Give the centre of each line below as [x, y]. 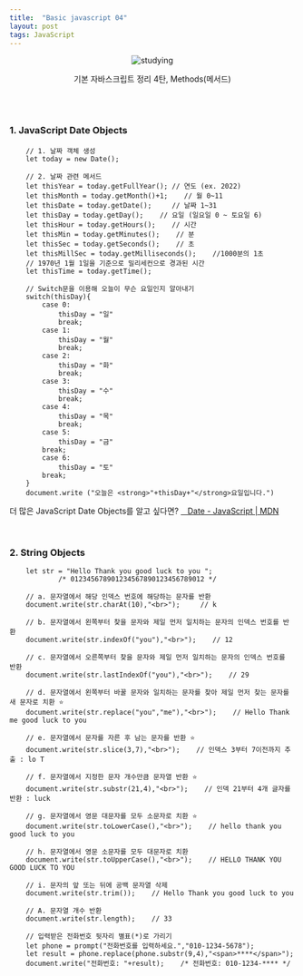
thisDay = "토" [85, 467]
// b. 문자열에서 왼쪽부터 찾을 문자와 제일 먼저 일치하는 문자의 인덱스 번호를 [152, 622]
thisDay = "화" [85, 365]
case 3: [56, 381]
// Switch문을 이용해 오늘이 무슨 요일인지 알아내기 [110, 288]
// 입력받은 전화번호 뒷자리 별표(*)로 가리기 [99, 936]
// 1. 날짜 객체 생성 [61, 151]
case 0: [56, 305]
